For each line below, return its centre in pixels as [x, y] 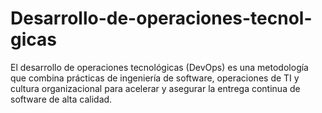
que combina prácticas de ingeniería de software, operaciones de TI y [155, 78]
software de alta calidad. [61, 99]
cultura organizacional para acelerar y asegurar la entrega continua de [155, 88]
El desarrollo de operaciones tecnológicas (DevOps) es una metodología [159, 67]
